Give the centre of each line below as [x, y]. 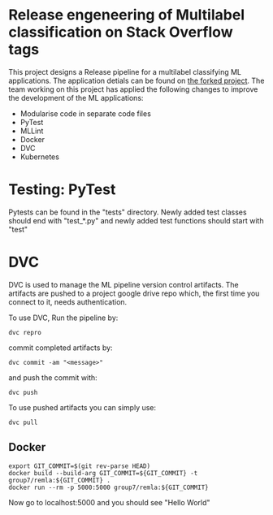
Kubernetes [39, 157]
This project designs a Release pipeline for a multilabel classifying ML [125, 71]
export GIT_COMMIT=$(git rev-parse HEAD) [80, 466]
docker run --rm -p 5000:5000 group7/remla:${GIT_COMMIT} [108, 487]
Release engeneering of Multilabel [127, 15]
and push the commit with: [53, 377]
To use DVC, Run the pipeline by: [63, 318]
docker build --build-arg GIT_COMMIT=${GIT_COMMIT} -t [103, 473]
